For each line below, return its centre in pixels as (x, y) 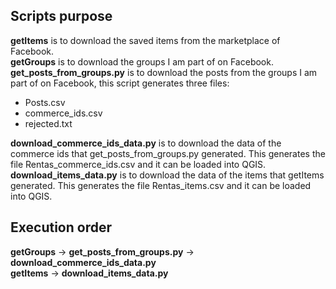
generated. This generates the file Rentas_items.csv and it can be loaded (161, 185)
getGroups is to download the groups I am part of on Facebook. (142, 61)
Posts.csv (45, 102)
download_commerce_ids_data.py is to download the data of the (146, 143)
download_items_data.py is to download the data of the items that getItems (167, 175)
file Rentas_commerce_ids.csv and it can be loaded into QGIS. (138, 164)
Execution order (61, 227)
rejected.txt (48, 123)
